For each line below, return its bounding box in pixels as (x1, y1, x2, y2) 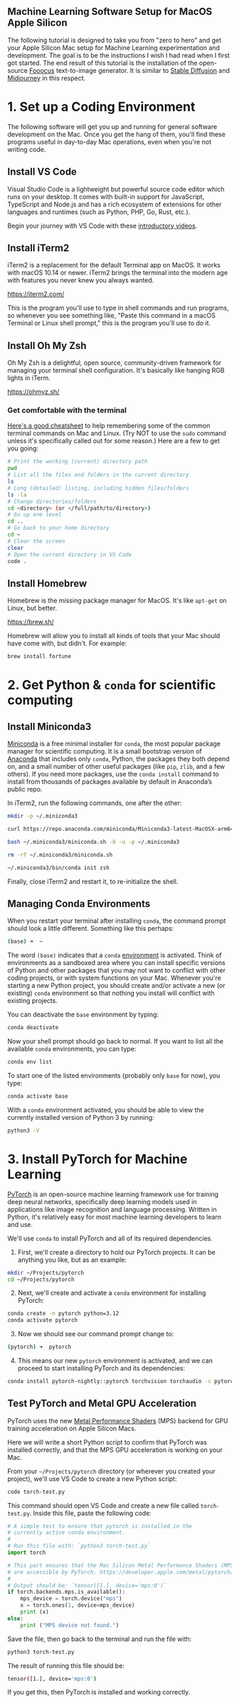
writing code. (7, 145, 46, 153)
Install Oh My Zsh (7, 339, 87, 352)
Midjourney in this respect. (7, 74, 86, 82)
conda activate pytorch (7, 1317, 78, 1324)
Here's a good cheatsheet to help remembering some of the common (7, 421, 211, 430)
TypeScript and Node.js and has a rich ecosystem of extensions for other (7, 200, 222, 208)
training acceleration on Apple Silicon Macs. (7, 1424, 137, 1432)
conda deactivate (7, 1024, 59, 1031)
